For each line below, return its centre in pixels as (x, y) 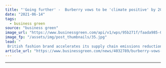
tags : (11, 19)
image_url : (16, 33)
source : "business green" (32, 28)
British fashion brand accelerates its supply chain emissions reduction (85, 46)
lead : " (13, 42)
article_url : (19, 51)
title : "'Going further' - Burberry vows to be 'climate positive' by (80, 10)
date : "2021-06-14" (25, 14)
